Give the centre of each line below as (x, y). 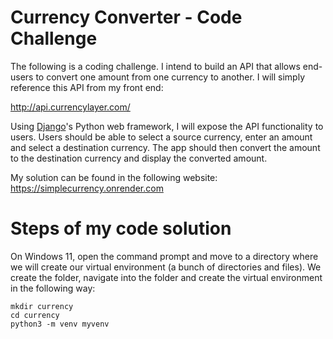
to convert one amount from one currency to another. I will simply (170, 77)
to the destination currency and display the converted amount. (139, 158)
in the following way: (53, 288)
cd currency (35, 315)
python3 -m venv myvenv (60, 324)
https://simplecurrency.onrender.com (87, 188)
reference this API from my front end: (87, 87)
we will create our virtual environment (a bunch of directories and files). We (166, 267)
